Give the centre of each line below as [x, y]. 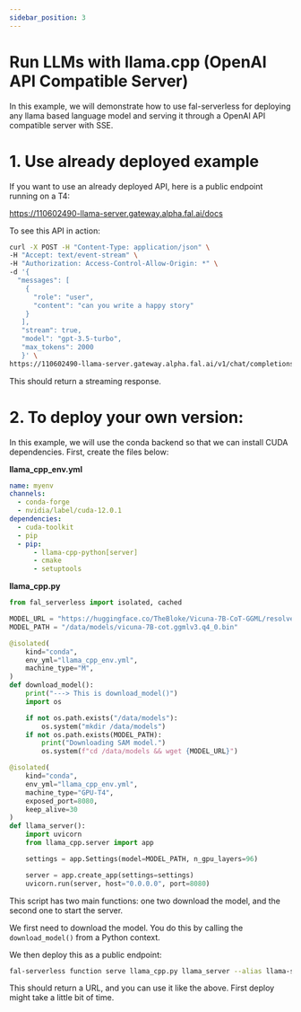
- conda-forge [43, 502]
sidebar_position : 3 [48, 18]
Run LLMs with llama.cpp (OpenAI [138, 62]
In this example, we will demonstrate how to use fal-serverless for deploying [150, 106]
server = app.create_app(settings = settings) [110, 875]
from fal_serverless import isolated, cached [95, 603]
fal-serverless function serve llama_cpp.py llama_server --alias [136, 971]
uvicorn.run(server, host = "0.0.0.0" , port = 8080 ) [118, 884]
